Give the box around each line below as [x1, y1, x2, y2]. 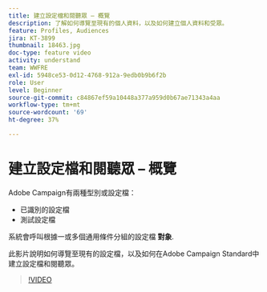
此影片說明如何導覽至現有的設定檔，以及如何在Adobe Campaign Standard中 [8, 249, 260, 258]
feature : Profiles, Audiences [8, 26, 110, 34]
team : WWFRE [8, 64, 48, 72]
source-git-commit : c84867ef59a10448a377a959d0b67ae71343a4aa [8, 94, 220, 102]
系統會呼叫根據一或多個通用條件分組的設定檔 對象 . [8, 231, 174, 241]
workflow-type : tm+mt [8, 101, 81, 109]
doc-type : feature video [8, 49, 91, 57]
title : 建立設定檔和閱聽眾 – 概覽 [8, 11, 111, 20]
